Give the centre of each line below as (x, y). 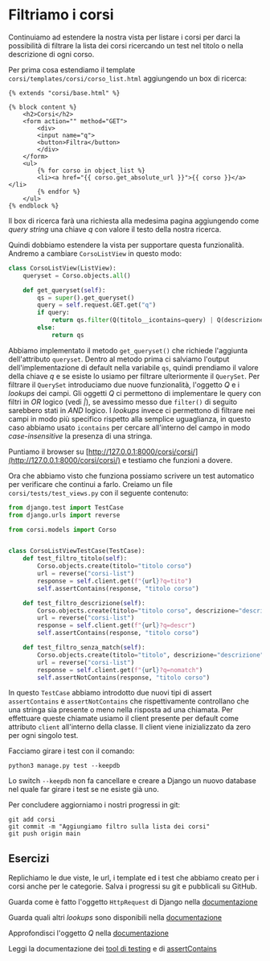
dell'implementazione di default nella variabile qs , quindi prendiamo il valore (133, 367)
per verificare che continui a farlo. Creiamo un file (90, 484)
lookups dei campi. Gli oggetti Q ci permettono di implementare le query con (135, 393)
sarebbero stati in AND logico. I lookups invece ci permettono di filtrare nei (132, 410)
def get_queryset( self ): (64, 290)
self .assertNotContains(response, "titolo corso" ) (124, 678)
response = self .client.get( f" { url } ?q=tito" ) (115, 581)
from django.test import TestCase (66, 507)
